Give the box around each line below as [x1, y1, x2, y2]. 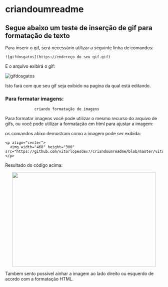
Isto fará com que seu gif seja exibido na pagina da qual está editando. [5, 83, 151, 88]
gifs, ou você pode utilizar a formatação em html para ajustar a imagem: [5, 121, 153, 127]
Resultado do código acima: [5, 162, 63, 168]
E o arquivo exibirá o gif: [5, 63, 55, 69]
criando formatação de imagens [34, 107, 99, 112]
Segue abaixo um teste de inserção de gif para [5, 24, 152, 32]
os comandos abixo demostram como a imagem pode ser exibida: [5, 131, 141, 137]
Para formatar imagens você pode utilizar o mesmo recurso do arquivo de [5, 116, 157, 122]
